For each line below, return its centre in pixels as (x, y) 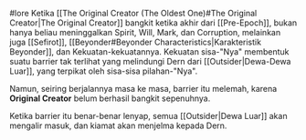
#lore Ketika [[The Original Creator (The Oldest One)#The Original (133, 13)
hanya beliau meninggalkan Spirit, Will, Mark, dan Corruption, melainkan (145, 32)
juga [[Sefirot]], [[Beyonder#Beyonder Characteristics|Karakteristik (136, 42)
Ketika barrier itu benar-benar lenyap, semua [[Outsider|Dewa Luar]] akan (148, 116)
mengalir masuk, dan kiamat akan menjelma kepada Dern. (118, 125)
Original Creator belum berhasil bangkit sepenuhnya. (110, 98)
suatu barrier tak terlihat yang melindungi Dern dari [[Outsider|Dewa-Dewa (150, 61)
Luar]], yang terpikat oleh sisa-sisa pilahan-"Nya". (104, 71)
